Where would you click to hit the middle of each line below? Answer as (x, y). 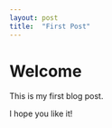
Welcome (46, 71)
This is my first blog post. (56, 96)
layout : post (34, 18)
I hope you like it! (41, 113)
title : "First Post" (50, 26)
